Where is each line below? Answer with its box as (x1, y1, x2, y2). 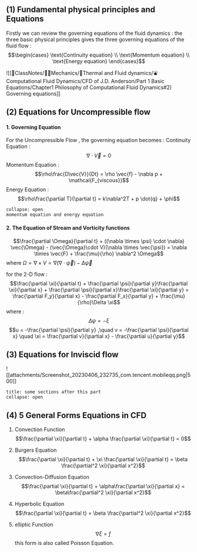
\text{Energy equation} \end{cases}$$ (52, 57, 145, 64)
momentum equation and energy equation (6, 212, 104, 218)
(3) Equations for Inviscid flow (6, 350, 119, 359)
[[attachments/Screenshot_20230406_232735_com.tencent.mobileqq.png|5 (6, 372, 191, 379)
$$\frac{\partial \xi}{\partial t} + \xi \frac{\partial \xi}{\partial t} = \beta (18, 456, 188, 463)
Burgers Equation (14, 446, 57, 454)
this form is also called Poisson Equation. (14, 540, 115, 547)
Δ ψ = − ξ (88, 317, 109, 324)
